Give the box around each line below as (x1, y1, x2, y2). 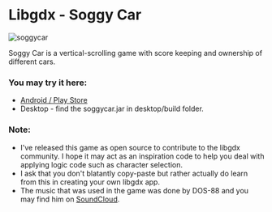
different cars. (8, 57, 56, 66)
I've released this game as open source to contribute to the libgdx (19, 142, 241, 152)
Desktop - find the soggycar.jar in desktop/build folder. (19, 104, 205, 114)
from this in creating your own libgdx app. (19, 176, 161, 187)
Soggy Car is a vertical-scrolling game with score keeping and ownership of (8, 48, 262, 57)
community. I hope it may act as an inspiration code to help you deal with (19, 151, 265, 161)
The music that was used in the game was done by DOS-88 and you (19, 185, 249, 195)
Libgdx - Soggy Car (8, 6, 142, 24)
